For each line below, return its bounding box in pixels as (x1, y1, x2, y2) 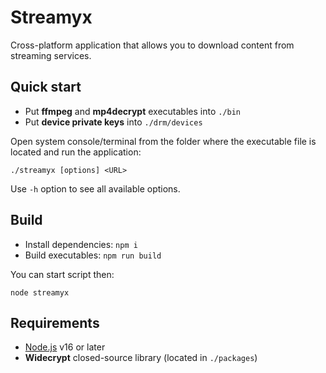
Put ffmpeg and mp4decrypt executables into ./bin (24, 105, 242, 117)
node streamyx (10, 287, 70, 298)
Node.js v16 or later (24, 341, 106, 353)
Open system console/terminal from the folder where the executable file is (10, 135, 317, 147)
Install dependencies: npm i (24, 238, 138, 250)
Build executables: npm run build (24, 249, 162, 261)
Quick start (10, 79, 82, 96)
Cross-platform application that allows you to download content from (10, 39, 295, 51)
